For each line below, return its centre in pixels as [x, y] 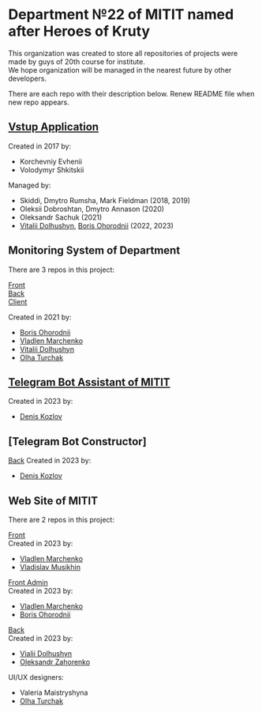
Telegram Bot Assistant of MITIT [90, 382]
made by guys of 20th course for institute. [77, 62]
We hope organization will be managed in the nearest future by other [120, 70]
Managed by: [30, 185]
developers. [28, 78]
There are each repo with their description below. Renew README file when [131, 93]
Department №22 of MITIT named [121, 15]
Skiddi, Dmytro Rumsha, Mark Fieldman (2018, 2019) [105, 200]
